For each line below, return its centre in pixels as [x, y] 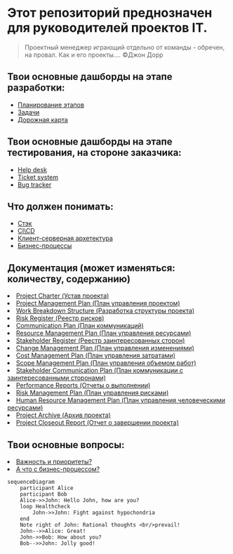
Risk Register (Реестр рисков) [60, 318]
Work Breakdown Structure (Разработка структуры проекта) [106, 311]
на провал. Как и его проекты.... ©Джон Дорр [94, 55]
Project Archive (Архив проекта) [64, 415]
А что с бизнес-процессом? [58, 469]
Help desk [32, 169]
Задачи [28, 112]
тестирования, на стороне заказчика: [94, 153]
